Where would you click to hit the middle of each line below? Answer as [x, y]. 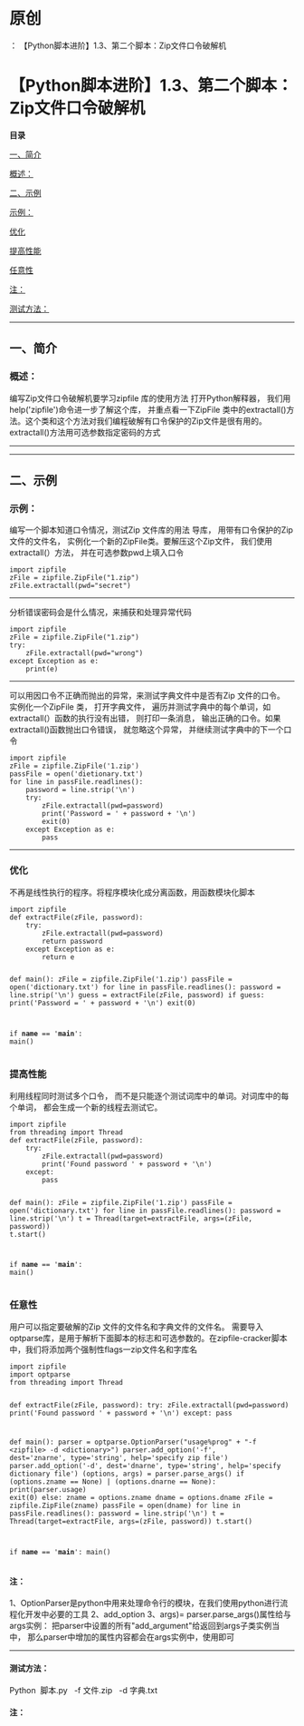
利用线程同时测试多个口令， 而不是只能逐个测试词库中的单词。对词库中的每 [149, 1095]
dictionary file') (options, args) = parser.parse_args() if [127, 1474]
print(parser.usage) [48, 1490]
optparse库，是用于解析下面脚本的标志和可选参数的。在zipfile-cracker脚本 [148, 1338]
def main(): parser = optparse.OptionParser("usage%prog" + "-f [133, 1442]
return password [72, 941]
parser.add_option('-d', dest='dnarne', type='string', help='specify [145, 1466]
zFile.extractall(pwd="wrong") [85, 653]
